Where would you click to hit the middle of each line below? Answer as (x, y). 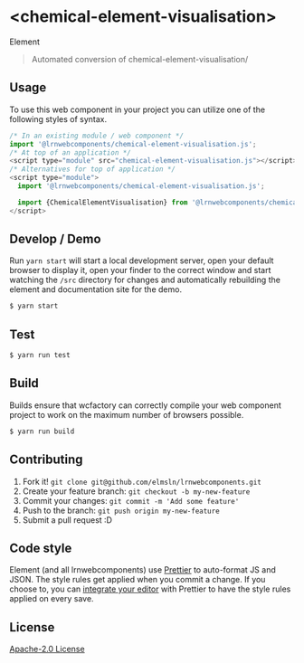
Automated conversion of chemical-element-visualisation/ (140, 59)
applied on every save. (52, 599)
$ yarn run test (40, 355)
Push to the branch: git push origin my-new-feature (121, 510)
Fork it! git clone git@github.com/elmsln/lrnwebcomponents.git (142, 481)
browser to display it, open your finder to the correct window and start (140, 270)
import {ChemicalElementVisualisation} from (103, 202)
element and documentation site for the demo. (96, 289)
